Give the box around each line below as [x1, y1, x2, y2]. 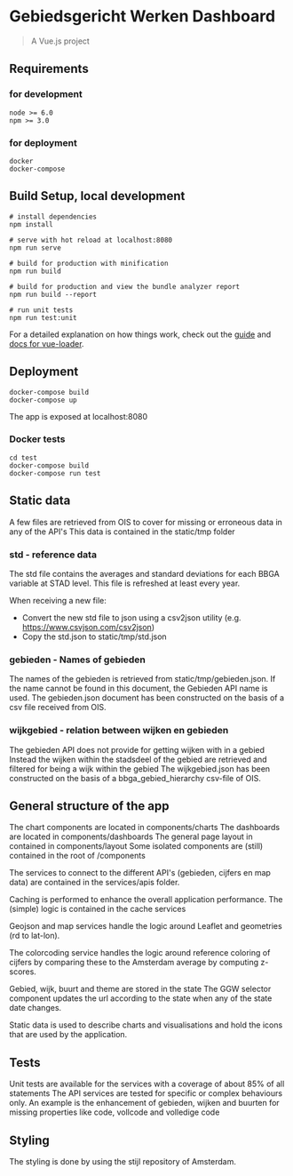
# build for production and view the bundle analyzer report [9, 282, 241, 291]
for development [9, 88, 83, 100]
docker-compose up [9, 396, 77, 404]
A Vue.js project [30, 36, 91, 46]
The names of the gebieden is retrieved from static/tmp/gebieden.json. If [9, 674, 276, 684]
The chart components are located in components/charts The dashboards [9, 822, 281, 833]
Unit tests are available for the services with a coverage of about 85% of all [9, 1078, 285, 1090]
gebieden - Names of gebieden [9, 653, 146, 666]
